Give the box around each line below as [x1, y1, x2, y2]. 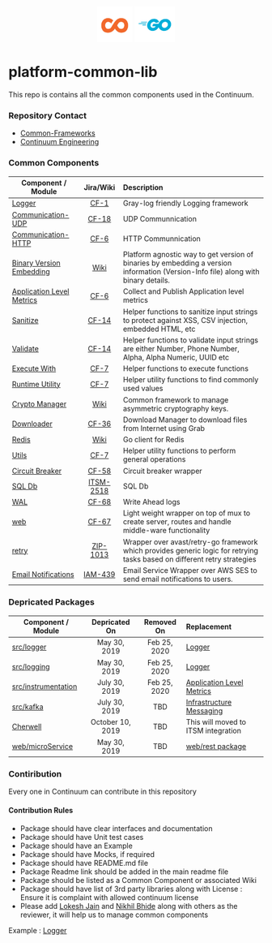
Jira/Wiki [83, 182, 116, 192]
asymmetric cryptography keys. [122, 403, 229, 413]
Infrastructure [185, 697, 232, 708]
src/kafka [11, 701, 44, 712]
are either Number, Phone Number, [122, 343, 240, 353]
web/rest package [185, 742, 247, 751]
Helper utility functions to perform [122, 446, 236, 456]
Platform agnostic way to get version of [122, 250, 254, 260]
